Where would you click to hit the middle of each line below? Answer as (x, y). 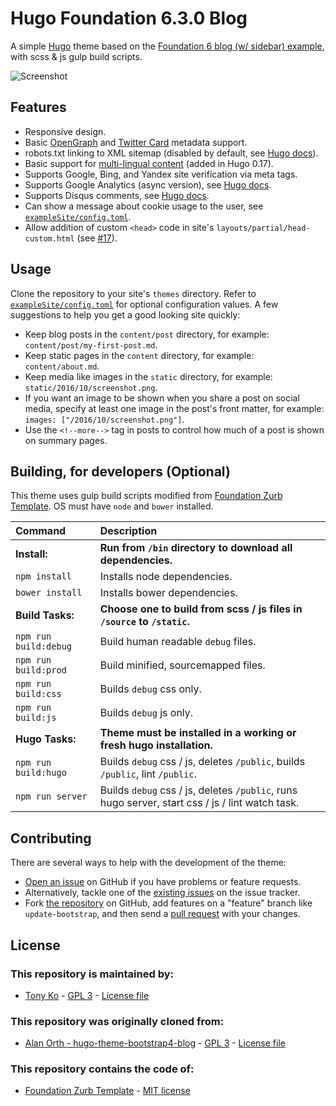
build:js (36, 718)
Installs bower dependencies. (168, 593)
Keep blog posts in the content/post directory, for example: (147, 334)
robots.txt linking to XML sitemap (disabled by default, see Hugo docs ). (171, 153)
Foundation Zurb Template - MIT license (107, 1091)
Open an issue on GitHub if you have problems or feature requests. (163, 882)
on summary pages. (66, 440)
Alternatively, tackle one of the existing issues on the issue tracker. (162, 893)
